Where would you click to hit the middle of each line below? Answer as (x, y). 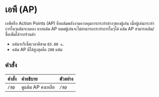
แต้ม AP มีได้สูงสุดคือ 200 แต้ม (37, 49)
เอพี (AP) (21, 10)
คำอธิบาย (29, 78)
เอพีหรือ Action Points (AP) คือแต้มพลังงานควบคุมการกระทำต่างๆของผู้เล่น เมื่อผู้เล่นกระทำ (80, 23)
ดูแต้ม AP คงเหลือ (38, 87)
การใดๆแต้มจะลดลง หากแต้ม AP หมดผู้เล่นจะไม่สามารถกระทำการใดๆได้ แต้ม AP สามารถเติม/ (80, 29)
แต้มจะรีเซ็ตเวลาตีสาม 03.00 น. (38, 44)
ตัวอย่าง (67, 78)
